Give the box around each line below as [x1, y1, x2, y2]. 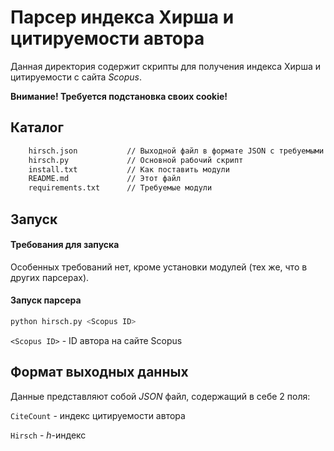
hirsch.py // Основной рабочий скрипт [28, 155, 244, 165]
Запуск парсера [10, 294, 82, 306]
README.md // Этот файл [28, 174, 182, 184]
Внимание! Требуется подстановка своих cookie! [10, 90, 228, 102]
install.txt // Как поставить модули [28, 164, 230, 175]
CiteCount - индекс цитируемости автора [10, 409, 186, 421]
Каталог [10, 119, 64, 136]
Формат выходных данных [10, 364, 189, 381]
